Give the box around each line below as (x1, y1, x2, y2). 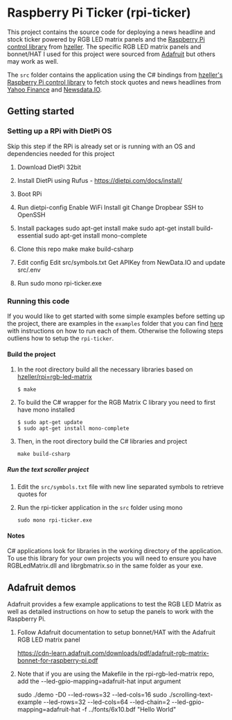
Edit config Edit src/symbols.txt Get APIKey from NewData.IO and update (17, 258, 226, 266)
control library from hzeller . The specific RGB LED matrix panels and (7, 42, 202, 51)
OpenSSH (17, 210, 46, 219)
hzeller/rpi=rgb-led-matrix (17, 373, 92, 381)
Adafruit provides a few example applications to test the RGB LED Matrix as (7, 600, 222, 608)
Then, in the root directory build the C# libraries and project (17, 437, 188, 446)
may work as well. (7, 57, 59, 65)
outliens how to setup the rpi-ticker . (7, 334, 114, 342)
